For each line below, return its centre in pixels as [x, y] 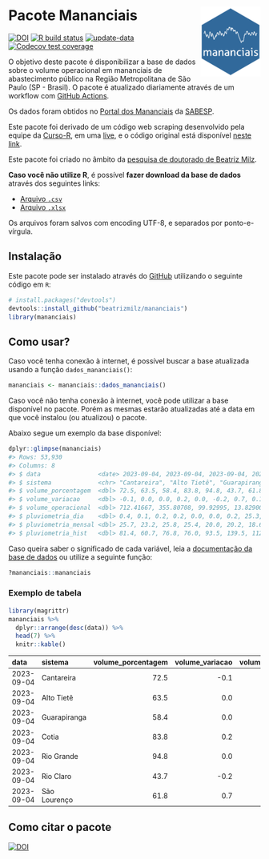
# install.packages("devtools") [62, 300]
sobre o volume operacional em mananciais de [85, 70]
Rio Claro [56, 776]
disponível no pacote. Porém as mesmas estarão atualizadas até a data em [132, 409]
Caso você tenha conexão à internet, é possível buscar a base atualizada [129, 361]
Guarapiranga [64, 717]
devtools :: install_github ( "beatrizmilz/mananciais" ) [98, 308]
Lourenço [57, 800]
